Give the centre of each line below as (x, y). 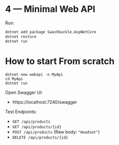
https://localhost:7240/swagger (45, 102)
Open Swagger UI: (24, 92)
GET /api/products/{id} (37, 127)
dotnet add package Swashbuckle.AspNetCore (51, 32)
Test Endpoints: (21, 111)
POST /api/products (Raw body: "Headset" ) (56, 132)
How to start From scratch (60, 61)
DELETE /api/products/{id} (40, 138)
